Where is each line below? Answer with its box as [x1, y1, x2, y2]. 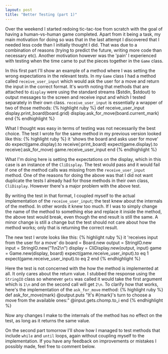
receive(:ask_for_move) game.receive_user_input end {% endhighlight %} [5, 146, 157, 152]
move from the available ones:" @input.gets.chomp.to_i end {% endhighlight [5, 297, 163, 303]
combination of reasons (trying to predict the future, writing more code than [5, 47, 162, 53]
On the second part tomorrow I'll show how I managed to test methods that [5, 327, 160, 333]
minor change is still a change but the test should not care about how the [5, 219, 156, 225]
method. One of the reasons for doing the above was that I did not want [5, 172, 153, 178]
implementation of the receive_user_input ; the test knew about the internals [5, 198, 163, 204]
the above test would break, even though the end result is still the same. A [5, 214, 158, 220]
